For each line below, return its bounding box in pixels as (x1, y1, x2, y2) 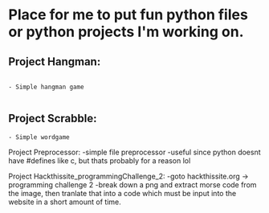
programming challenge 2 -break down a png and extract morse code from (8, 179, 257, 190)
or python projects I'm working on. (8, 23, 244, 41)
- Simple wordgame (8, 133, 70, 141)
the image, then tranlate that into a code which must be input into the (8, 188, 237, 198)
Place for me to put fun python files (8, 6, 249, 24)
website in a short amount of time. (8, 197, 122, 207)
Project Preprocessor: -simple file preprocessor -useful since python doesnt (8, 147, 261, 157)
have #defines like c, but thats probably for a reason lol (8, 155, 191, 166)
